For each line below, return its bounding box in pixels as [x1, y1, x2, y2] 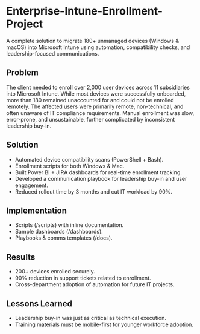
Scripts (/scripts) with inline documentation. [14, 221, 124, 229]
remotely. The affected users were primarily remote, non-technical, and [6, 103, 184, 110]
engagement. [14, 182, 48, 189]
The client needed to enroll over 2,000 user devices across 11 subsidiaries [6, 83, 190, 91]
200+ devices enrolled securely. [14, 268, 95, 275]
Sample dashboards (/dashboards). [14, 228, 104, 235]
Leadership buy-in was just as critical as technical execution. [14, 315, 167, 321]
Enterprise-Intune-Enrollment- [6, 4, 163, 18]
